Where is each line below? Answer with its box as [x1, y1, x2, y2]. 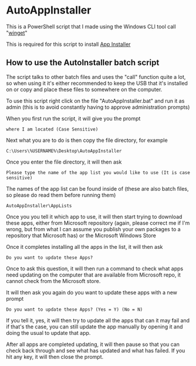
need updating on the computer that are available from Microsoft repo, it [6, 271, 181, 278]
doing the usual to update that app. [6, 329, 91, 336]
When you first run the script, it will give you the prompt [6, 115, 141, 122]
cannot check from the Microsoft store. [6, 277, 101, 284]
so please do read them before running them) [6, 191, 116, 198]
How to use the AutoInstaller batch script [6, 58, 160, 68]
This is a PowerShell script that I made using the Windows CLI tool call [6, 23, 176, 30]
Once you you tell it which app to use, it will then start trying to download [6, 213, 183, 220]
